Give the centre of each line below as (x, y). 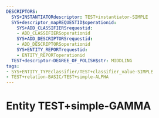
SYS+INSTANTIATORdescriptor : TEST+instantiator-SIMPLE (80, 17)
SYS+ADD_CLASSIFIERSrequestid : (55, 28)
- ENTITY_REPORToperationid (51, 55)
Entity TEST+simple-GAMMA (79, 106)
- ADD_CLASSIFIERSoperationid (54, 33)
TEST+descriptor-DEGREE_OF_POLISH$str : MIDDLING (72, 60)
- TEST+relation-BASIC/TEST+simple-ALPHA (57, 77)
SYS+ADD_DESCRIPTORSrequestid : (55, 39)
